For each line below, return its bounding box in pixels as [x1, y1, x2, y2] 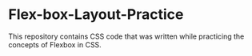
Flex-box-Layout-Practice [8, 6, 184, 24]
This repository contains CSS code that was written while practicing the [8, 32, 245, 41]
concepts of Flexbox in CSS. [8, 39, 102, 49]
